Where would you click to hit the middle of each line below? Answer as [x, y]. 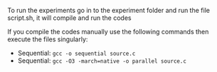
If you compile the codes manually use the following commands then [108, 32]
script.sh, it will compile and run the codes [69, 18]
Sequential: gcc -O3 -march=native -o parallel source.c [102, 61]
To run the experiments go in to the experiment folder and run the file [108, 10]
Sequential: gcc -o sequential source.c [76, 53]
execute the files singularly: [48, 39]
